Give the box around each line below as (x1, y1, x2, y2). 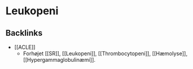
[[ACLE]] (14, 43, 36, 51)
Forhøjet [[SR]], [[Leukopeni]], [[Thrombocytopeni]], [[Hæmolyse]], (23, 50, 188, 57)
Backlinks (5, 28, 43, 38)
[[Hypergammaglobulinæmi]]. (23, 57, 96, 63)
